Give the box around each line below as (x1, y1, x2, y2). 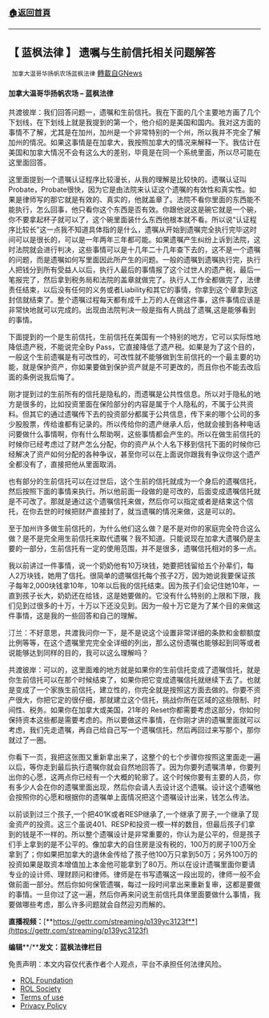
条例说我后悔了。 (22, 372, 78, 382)
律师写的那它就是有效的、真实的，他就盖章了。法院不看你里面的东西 (22, 195, 247, 205)
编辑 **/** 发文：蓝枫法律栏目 (8, 943, 102, 952)
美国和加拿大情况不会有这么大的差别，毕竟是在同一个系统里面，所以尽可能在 (8, 148, 261, 157)
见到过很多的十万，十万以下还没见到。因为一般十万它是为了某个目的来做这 (14, 601, 261, 610)
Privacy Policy (19, 1001, 67, 1011)
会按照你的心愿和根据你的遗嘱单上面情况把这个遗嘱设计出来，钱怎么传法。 (8, 793, 254, 802)
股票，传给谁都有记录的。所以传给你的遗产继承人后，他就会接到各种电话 (22, 420, 261, 429)
